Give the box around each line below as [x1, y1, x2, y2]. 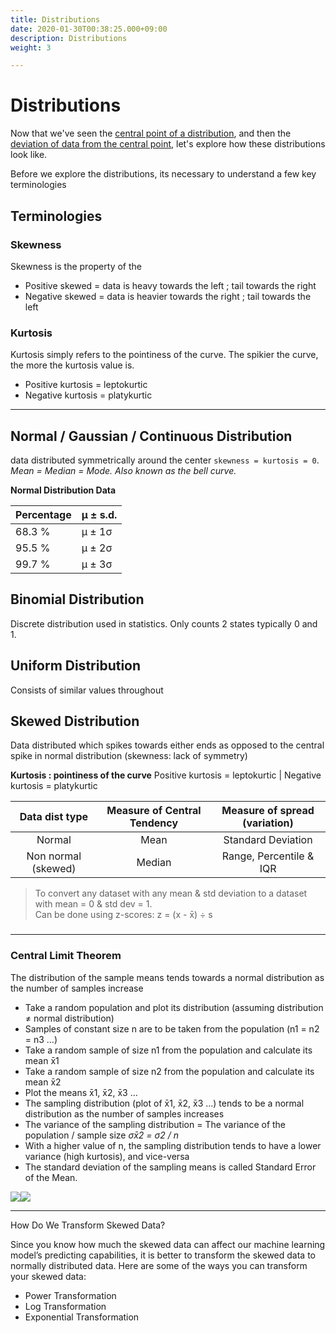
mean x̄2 [24, 1076, 62, 1088]
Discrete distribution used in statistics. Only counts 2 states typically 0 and [10, 617, 318, 630]
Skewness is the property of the [10, 260, 142, 272]
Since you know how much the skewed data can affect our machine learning [10, 1238, 326, 1250]
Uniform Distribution [10, 657, 142, 675]
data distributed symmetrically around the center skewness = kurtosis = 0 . [10, 454, 320, 466]
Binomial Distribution [10, 591, 145, 608]
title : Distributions [10, 14, 101, 25]
